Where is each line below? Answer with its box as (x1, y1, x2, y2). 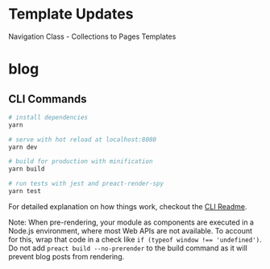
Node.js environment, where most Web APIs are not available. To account (8, 225, 252, 235)
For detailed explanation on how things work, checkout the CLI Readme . (8, 201, 247, 211)
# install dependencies (8, 113, 89, 121)
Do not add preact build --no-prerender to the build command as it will (8, 243, 247, 253)
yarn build (8, 165, 45, 174)
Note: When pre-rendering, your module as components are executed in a (8, 217, 254, 227)
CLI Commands (8, 92, 87, 106)
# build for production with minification (8, 158, 153, 166)
